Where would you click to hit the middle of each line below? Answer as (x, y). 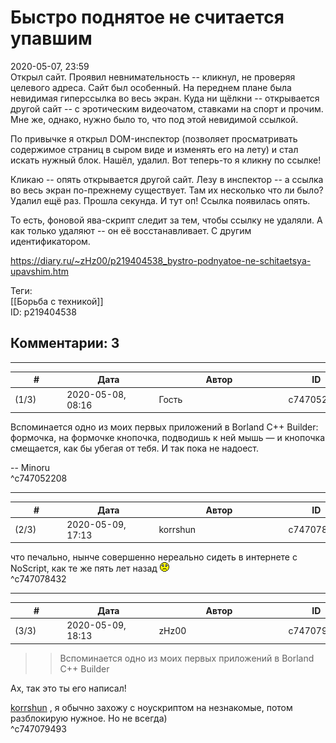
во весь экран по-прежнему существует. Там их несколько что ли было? (167, 190)
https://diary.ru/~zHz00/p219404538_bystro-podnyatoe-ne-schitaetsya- (161, 260)
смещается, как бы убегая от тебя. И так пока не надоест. (135, 448)
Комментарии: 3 (65, 343)
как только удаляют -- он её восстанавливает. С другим (131, 230)
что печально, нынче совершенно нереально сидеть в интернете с (154, 557)
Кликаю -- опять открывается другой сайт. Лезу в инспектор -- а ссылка (167, 179)
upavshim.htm (39, 271)
